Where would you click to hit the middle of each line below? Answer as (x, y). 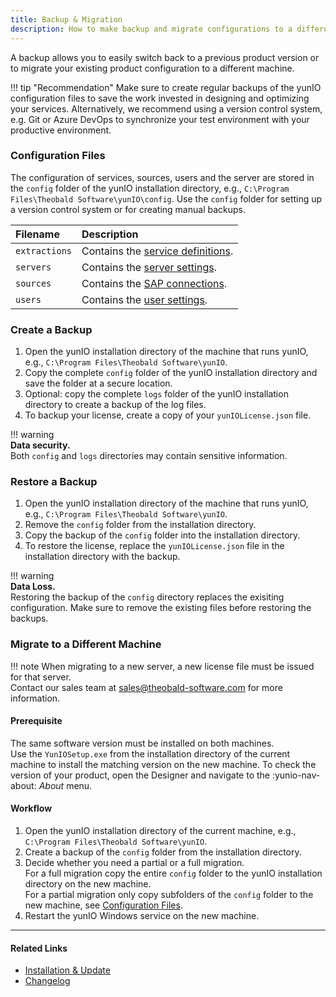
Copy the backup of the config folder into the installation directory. (162, 535)
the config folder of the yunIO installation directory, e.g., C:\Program (150, 188)
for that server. (41, 677)
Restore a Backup (54, 482)
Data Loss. (33, 587)
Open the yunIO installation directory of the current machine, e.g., (160, 831)
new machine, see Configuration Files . (103, 905)
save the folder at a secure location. (98, 383)
